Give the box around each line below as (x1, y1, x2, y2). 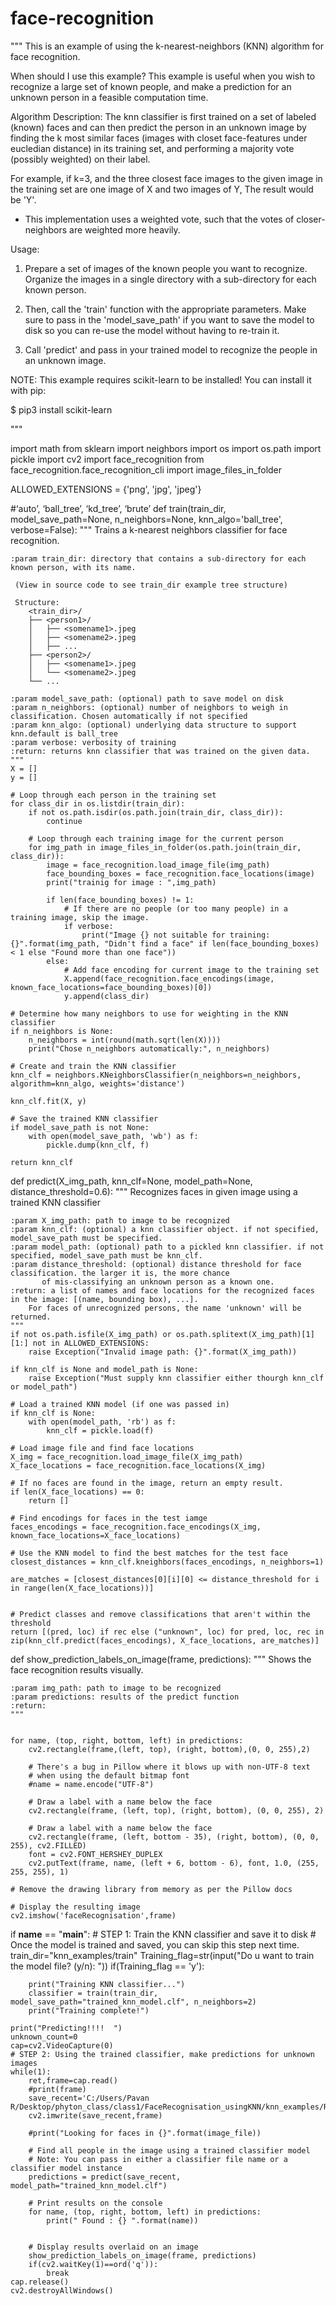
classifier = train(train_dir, (28, 1988, 159, 1998)
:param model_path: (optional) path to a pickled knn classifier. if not (10, 1242, 325, 1252)
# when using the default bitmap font (28, 1770, 190, 1781)
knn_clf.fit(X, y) (10, 1096, 87, 1106)
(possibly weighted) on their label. (10, 153, 151, 165)
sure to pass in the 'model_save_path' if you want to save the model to (24, 313, 315, 326)
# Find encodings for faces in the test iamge (10, 1513, 208, 1523)
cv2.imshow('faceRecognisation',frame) (10, 1910, 177, 1921)
